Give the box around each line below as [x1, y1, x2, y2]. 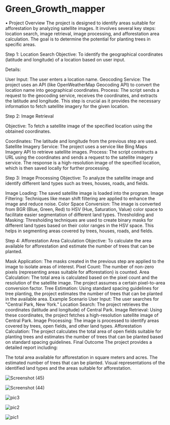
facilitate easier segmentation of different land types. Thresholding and [5, 211, 154, 218]
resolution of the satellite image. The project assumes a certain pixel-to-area [5, 279, 165, 286]
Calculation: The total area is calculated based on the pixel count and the [5, 274, 158, 280]
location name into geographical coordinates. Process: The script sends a [5, 87, 160, 93]
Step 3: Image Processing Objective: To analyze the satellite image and [5, 174, 154, 181]
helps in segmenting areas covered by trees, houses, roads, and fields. [5, 228, 154, 234]
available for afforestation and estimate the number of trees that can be [5, 243, 155, 249]
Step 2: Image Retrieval [5, 113, 54, 119]
